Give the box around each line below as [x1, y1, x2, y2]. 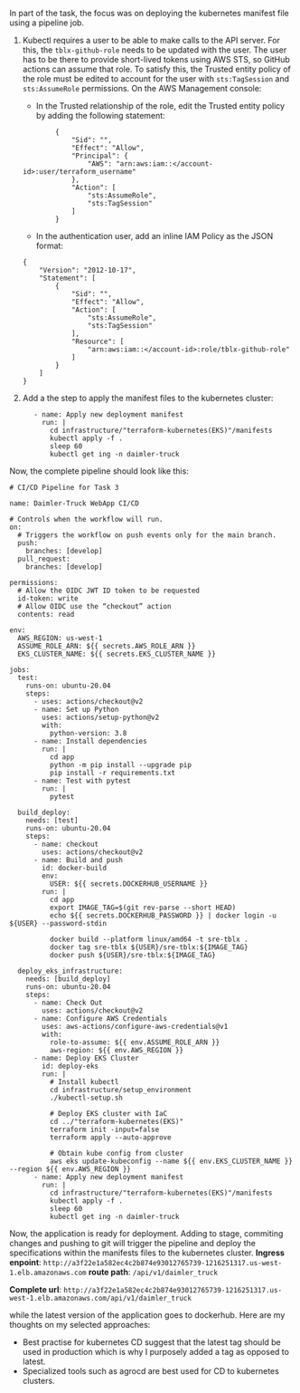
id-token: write [17, 594, 79, 603]
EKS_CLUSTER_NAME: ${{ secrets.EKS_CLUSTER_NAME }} [17, 649, 217, 658]
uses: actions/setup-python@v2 [42, 713, 160, 722]
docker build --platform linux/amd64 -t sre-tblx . [49, 935, 248, 944]
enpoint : [9, 1257, 42, 1267]
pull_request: [17, 554, 70, 563]
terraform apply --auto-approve [49, 1133, 172, 1142]
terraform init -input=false [49, 1125, 160, 1134]
